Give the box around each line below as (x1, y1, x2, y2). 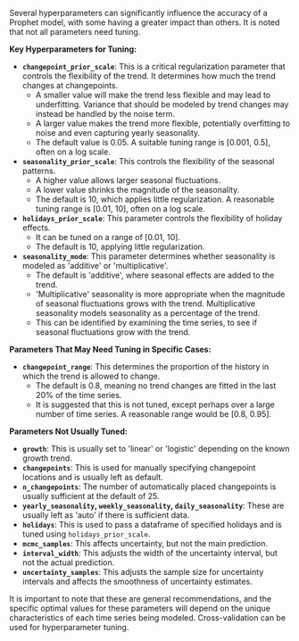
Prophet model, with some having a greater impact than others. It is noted (9, 17, 280, 28)
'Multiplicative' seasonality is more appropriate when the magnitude (35, 289, 286, 299)
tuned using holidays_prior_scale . (21, 529, 151, 539)
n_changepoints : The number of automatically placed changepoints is (21, 481, 277, 492)
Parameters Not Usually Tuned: (9, 426, 128, 437)
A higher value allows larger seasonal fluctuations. (35, 175, 221, 186)
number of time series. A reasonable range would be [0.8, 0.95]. (35, 409, 272, 419)
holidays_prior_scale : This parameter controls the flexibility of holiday (21, 213, 283, 223)
